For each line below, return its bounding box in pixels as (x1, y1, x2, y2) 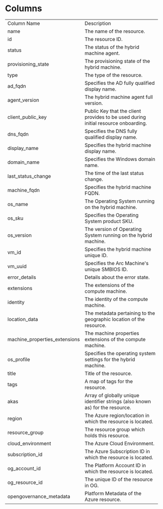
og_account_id (7, 465, 41, 471)
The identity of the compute (84, 296, 148, 302)
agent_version (7, 96, 40, 103)
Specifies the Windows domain (84, 155, 155, 162)
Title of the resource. (84, 370, 132, 377)
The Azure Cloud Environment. (84, 440, 155, 447)
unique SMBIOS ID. (84, 266, 128, 273)
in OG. (84, 482, 99, 489)
